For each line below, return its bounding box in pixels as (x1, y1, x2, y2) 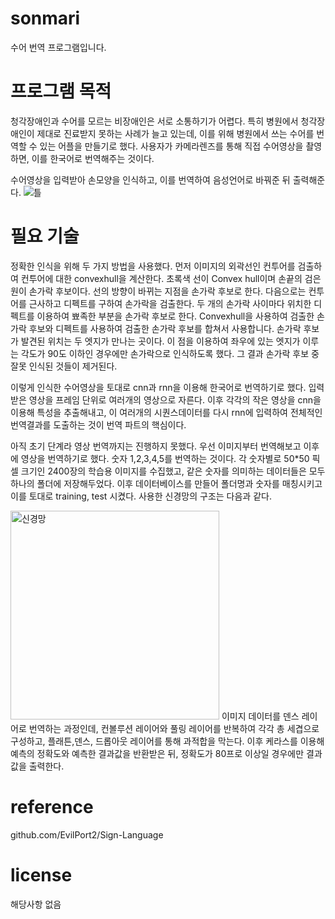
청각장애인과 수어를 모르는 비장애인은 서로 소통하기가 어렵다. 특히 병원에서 (10, 115, 299, 127)
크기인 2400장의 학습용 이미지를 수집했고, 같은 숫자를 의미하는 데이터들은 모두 (20, 465, 326, 477)
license (10, 863, 73, 886)
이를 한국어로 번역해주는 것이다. (31, 152, 155, 164)
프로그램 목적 (10, 80, 112, 103)
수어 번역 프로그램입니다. (10, 41, 107, 53)
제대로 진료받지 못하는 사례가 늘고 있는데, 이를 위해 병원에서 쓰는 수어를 (36, 127, 315, 139)
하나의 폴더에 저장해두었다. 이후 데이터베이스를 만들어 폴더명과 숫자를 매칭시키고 (10, 477, 323, 489)
